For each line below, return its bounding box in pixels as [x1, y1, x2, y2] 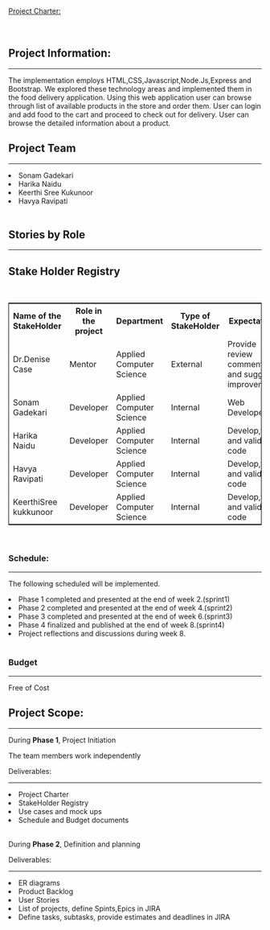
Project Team [8, 142, 76, 155]
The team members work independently [8, 751, 141, 760]
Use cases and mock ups [18, 806, 102, 816]
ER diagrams [18, 878, 60, 887]
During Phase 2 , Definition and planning [8, 839, 141, 849]
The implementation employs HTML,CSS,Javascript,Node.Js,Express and [8, 75, 252, 85]
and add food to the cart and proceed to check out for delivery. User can [8, 109, 249, 119]
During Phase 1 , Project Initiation [8, 735, 117, 745]
